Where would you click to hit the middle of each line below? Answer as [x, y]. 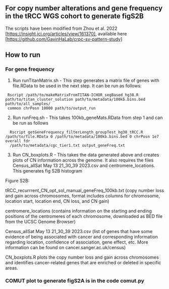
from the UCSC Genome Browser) [40, 221]
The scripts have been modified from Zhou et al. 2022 [61, 28]
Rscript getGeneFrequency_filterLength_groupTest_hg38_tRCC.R [76, 132]
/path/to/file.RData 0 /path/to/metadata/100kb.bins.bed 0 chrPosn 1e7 [82, 136]
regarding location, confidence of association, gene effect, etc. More [77, 242]
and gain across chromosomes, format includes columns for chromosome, [83, 196]
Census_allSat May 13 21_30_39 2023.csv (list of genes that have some [79, 231]
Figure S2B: [17, 181]
